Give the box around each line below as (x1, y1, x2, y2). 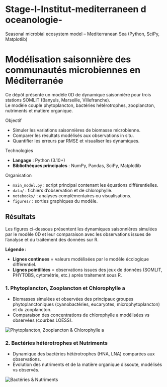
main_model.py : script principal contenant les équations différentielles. (12, 182, 158, 188)
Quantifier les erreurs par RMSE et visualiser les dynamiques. (12, 138, 140, 144)
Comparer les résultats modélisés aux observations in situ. (12, 132, 134, 139)
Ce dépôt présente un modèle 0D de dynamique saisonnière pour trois (5, 91, 151, 97)
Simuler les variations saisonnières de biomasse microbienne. (12, 127, 141, 133)
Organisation (5, 172, 32, 178)
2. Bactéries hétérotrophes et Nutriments (5, 339, 108, 346)
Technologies (5, 147, 34, 154)
